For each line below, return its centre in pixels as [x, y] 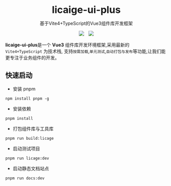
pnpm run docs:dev [25, 178]
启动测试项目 [26, 148]
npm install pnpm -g [27, 98]
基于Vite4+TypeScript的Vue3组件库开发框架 [86, 23]
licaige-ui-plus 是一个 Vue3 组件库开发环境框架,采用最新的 [68, 45]
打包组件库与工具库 [33, 128]
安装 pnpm [24, 89]
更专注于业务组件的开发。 [32, 58]
